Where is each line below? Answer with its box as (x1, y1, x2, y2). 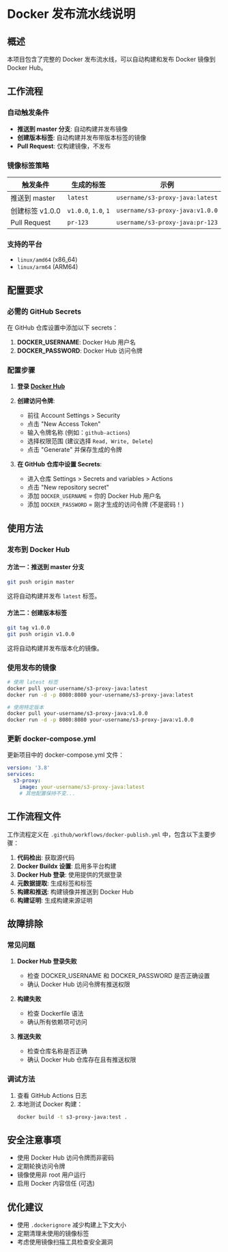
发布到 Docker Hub (7, 544, 70, 554)
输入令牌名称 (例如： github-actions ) (27, 429, 130, 437)
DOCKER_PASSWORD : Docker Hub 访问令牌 (16, 347, 143, 355)
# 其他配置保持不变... (19, 790, 76, 797)
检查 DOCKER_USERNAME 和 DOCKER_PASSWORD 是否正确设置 (27, 972, 210, 980)
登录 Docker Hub (16, 382, 66, 390)
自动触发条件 (7, 108, 50, 117)
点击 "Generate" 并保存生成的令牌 (27, 446, 123, 454)
